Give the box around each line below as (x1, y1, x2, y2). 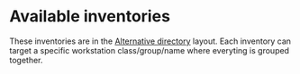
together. (9, 54, 43, 65)
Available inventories (9, 6, 171, 27)
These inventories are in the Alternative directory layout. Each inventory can (9, 36, 291, 46)
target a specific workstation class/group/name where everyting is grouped (9, 45, 290, 55)
